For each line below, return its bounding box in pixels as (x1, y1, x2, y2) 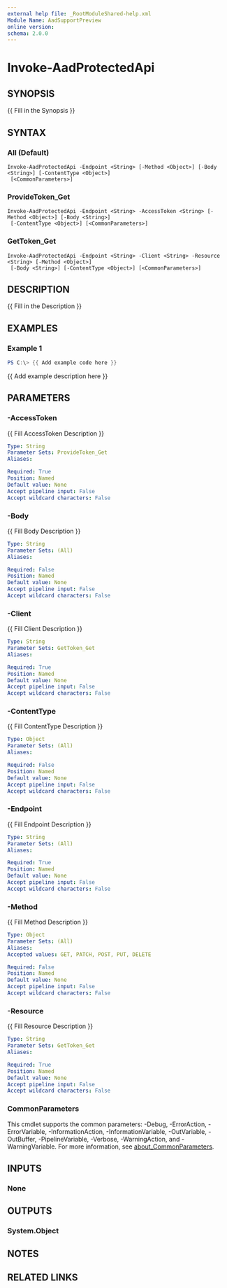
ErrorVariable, (7, 1127, 47, 1135)
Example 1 (7, 343, 43, 353)
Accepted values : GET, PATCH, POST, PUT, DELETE (7, 950, 152, 958)
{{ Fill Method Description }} (7, 918, 89, 927)
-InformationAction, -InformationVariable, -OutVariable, (48, 1127, 207, 1135)
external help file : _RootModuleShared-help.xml (7, 10, 152, 18)
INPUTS (7, 1162, 42, 1174)
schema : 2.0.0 (7, 29, 49, 37)
